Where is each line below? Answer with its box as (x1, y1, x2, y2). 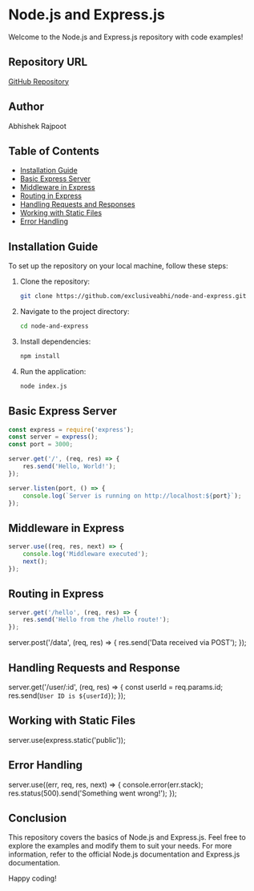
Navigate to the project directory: (19, 307, 130, 316)
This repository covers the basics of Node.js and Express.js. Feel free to (8, 833, 246, 842)
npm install (19, 352, 60, 360)
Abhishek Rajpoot (8, 121, 67, 131)
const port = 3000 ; (8, 441, 74, 449)
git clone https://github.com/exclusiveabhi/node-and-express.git (19, 292, 247, 300)
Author (8, 100, 44, 114)
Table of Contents (8, 144, 100, 158)
